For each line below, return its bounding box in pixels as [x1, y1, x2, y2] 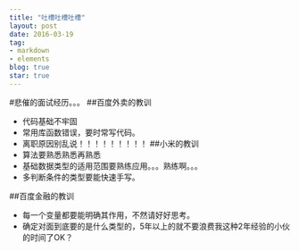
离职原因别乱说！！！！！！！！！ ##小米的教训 [21, 138, 199, 148]
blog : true [9, 63, 50, 72]
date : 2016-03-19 [9, 29, 74, 38]
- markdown [9, 46, 50, 55]
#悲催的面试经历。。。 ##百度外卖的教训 [9, 96, 152, 107]
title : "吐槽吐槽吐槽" [9, 13, 86, 22]
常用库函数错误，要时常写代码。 [21, 127, 140, 138]
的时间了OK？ [21, 231, 73, 242]
